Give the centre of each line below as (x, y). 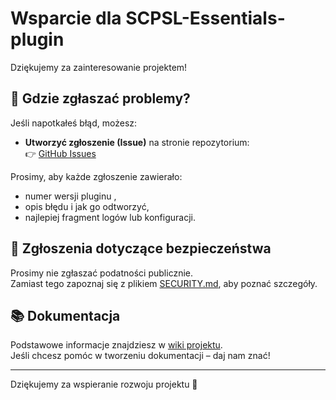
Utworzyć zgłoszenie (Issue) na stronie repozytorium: (137, 142)
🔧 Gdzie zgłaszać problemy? (100, 98)
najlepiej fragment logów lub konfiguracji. (110, 217)
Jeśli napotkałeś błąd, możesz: (74, 123)
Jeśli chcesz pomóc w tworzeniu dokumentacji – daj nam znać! (140, 356)
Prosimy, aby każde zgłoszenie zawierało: (96, 176)
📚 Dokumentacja (65, 315)
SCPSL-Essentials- (205, 18)
